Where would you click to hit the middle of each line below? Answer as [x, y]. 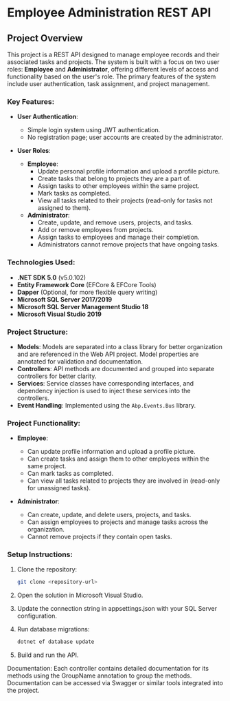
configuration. [37, 616]
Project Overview [45, 38]
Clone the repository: [47, 569]
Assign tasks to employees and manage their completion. [119, 237]
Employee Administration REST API [109, 13]
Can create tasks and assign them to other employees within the [118, 459]
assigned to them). [64, 208]
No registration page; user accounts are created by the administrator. [125, 137]
